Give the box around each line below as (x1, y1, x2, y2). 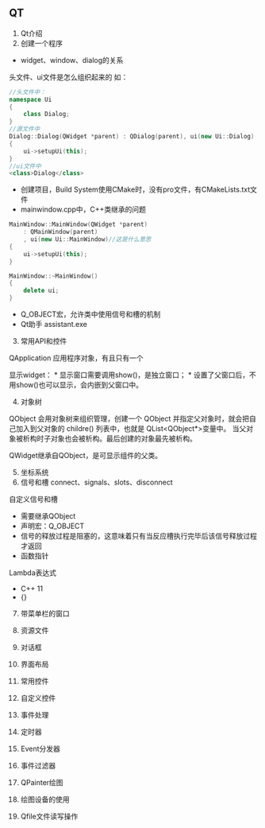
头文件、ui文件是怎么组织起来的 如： (9, 72, 129, 82)
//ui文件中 (9, 162, 42, 170)
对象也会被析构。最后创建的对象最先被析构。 (50, 433, 197, 444)
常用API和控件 (20, 336, 67, 346)
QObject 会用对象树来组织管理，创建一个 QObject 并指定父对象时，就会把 (9, 414, 250, 424)
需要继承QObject (20, 511, 76, 521)
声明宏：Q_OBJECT (20, 521, 85, 531)
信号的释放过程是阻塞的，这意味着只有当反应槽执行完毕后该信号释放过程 (20, 531, 257, 541)
